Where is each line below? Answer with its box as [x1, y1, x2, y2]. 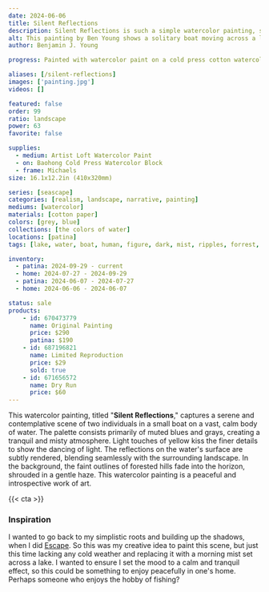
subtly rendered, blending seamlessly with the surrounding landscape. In [8, 453, 249, 463]
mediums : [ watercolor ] [8, 203, 84, 211]
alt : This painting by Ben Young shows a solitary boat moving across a [8, 34, 256, 42]
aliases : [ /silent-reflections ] [8, 70, 116, 79]
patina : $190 [29, 336, 74, 344]
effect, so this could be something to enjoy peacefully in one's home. [8, 566, 236, 576]
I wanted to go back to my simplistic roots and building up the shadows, [8, 532, 246, 542]
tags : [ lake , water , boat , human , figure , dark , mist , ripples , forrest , [8, 240, 260, 248]
